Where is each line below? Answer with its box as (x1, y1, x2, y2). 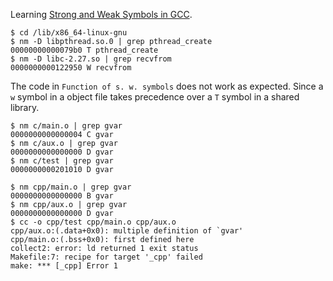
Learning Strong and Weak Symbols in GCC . (10, 9, 193, 20)
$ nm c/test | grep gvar (10, 156, 114, 166)
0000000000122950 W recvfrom (10, 63, 132, 73)
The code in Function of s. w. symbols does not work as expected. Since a (10, 80, 324, 92)
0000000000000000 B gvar (10, 191, 114, 201)
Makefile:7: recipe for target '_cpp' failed (10, 252, 203, 262)
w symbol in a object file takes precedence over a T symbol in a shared (10, 91, 300, 103)
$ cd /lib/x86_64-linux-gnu (10, 28, 128, 38)
